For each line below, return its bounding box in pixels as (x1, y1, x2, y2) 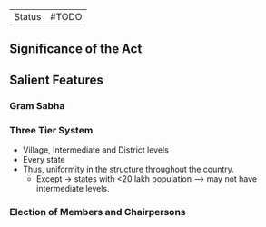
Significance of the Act (9, 41, 143, 57)
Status (14, 11, 42, 23)
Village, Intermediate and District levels (22, 144, 170, 155)
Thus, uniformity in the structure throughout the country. (22, 163, 234, 174)
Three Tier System (9, 123, 94, 136)
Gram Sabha (9, 99, 65, 112)
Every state (22, 154, 65, 164)
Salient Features (9, 72, 104, 87)
